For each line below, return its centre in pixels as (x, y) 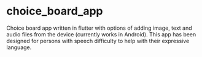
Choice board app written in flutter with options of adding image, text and (99, 28)
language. (19, 47)
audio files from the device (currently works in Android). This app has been (101, 34)
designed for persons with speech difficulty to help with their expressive (98, 41)
